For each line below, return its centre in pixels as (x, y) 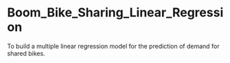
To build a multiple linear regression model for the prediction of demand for (113, 46)
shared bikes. (26, 53)
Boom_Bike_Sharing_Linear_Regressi (115, 13)
